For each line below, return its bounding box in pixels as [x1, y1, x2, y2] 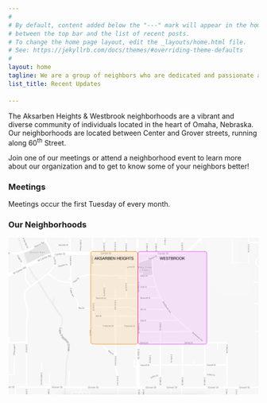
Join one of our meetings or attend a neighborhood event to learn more [8, 153, 242, 163]
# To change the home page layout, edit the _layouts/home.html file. [8, 38, 247, 46]
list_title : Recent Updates [8, 79, 102, 87]
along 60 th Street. [8, 136, 67, 147]
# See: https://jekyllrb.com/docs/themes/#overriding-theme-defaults [8, 46, 244, 55]
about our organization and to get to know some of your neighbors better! [8, 161, 250, 171]
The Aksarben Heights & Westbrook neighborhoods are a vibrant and [8, 111, 234, 121]
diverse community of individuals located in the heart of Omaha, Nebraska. [8, 119, 254, 129]
